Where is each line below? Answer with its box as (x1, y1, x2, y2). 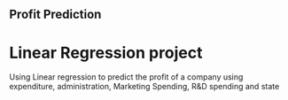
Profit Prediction (9, 7, 102, 22)
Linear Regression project (9, 42, 203, 63)
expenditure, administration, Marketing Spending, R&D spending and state (9, 81, 280, 92)
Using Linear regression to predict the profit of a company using (9, 72, 244, 82)
